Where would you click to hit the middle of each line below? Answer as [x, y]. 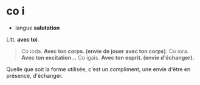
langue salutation [37, 28]
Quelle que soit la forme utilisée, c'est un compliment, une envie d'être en [98, 69]
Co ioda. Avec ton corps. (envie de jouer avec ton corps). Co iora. [105, 51]
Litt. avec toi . [23, 39]
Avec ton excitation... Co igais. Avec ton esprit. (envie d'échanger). [108, 57]
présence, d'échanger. [35, 75]
